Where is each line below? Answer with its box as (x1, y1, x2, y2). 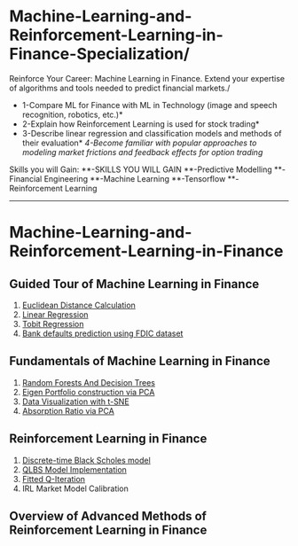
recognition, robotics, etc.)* (21, 109, 123, 120)
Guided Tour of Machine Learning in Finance (9, 277, 260, 292)
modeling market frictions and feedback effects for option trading (21, 146, 263, 157)
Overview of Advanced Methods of (9, 508, 207, 524)
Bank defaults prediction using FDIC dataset (21, 328, 184, 339)
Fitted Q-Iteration (21, 473, 86, 484)
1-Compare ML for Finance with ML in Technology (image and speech (21, 99, 278, 110)
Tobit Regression (21, 318, 84, 329)
